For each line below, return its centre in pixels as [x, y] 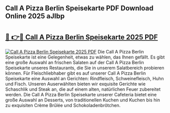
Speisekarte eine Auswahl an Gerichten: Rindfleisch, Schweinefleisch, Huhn [84, 78]
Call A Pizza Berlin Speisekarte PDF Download [79, 8]
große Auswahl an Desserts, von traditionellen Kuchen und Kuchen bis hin [83, 100]
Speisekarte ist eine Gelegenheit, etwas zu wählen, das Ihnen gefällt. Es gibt [85, 57]
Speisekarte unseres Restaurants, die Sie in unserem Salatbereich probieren [85, 68]
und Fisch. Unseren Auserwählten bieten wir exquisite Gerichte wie [75, 84]
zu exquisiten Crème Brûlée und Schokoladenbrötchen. [63, 105]
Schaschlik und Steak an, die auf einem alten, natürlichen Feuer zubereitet [83, 89]
